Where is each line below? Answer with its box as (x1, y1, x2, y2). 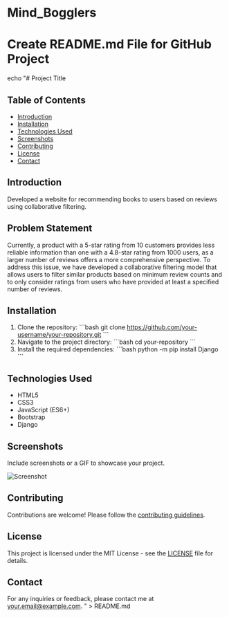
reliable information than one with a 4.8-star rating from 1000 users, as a (7, 248, 214, 257)
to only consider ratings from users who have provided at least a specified (7, 277, 219, 286)
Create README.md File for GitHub (7, 37, 212, 53)
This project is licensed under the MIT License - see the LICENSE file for (7, 549, 213, 558)
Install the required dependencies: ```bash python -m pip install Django (17, 345, 219, 353)
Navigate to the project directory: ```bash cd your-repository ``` (17, 338, 196, 347)
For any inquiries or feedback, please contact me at (7, 595, 154, 603)
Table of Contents (7, 94, 86, 106)
